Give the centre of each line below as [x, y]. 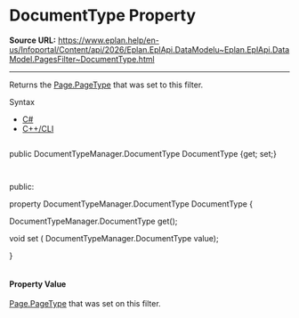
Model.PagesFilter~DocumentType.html [82, 59]
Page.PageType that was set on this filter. [85, 304]
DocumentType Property [103, 16]
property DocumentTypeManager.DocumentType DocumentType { [131, 204]
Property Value [38, 284]
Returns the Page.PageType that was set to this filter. [106, 85]
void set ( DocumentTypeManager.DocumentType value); [114, 238]
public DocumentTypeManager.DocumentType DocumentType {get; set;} [143, 153]
